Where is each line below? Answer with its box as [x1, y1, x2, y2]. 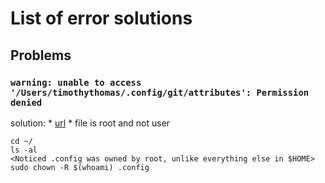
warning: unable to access [10, 77, 142, 88]
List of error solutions [10, 7, 193, 30]
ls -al [10, 145, 38, 155]
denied [10, 97, 43, 108]
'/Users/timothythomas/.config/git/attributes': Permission [10, 87, 310, 98]
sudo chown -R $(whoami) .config [10, 162, 150, 172]
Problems [10, 47, 72, 64]
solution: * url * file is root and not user [10, 117, 171, 129]
